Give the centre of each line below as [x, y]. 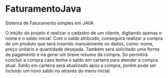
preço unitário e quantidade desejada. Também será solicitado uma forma [82, 49]
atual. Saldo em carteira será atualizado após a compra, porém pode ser [81, 65]
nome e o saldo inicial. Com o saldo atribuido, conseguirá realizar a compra [84, 38]
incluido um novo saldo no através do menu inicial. [58, 71]
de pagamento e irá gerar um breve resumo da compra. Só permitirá [77, 55]
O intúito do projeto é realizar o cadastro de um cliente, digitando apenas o [83, 33]
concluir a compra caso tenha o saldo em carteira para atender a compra [82, 60]
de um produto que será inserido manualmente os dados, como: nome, [79, 43]
